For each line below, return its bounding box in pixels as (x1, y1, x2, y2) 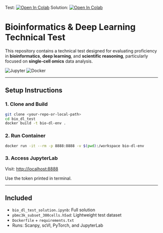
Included (5, 194, 33, 202)
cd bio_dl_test (5, 116, 36, 121)
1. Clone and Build (5, 101, 48, 108)
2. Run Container (5, 133, 46, 139)
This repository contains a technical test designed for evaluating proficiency (5, 48, 157, 53)
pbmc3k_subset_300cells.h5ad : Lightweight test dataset (12, 212, 122, 218)
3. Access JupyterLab (5, 155, 58, 162)
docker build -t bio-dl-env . (5, 121, 66, 126)
